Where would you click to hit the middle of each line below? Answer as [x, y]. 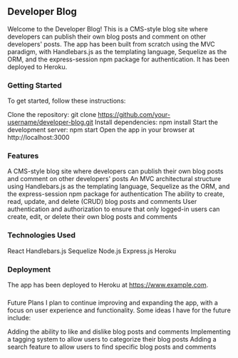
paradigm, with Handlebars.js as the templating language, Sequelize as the [117, 51]
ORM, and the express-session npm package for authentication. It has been [119, 59]
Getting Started [35, 85]
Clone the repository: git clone [52, 115]
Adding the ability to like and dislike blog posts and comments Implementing [119, 332]
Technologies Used [42, 235]
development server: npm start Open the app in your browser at [101, 130]
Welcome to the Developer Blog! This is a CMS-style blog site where [108, 29]
